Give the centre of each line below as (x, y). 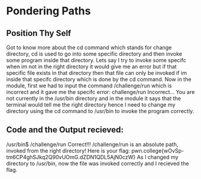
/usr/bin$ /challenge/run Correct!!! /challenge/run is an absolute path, (92, 144)
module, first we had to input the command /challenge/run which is (89, 86)
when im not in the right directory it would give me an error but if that (91, 66)
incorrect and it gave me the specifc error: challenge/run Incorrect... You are (100, 92)
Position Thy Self (39, 33)
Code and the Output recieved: (65, 130)
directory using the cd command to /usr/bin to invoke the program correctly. (100, 111)
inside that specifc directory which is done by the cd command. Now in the (99, 79)
